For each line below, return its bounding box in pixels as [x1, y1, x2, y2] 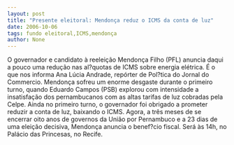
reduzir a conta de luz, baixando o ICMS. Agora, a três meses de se [7, 108, 202, 116]
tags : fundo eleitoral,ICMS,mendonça [7, 29, 117, 37]
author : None [7, 36, 45, 43]
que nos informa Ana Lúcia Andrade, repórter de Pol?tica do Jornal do [7, 71, 210, 79]
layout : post [7, 10, 45, 18]
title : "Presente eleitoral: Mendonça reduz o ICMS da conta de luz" [7, 17, 214, 24]
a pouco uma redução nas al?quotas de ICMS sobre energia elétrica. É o [7, 63, 215, 71]
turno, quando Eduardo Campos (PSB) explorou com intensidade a [7, 85, 199, 94]
